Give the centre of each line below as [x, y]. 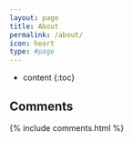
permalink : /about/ [46, 35]
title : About [34, 26]
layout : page [34, 18]
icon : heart [32, 43]
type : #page [32, 52]
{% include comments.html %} [67, 127]
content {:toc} [49, 77]
